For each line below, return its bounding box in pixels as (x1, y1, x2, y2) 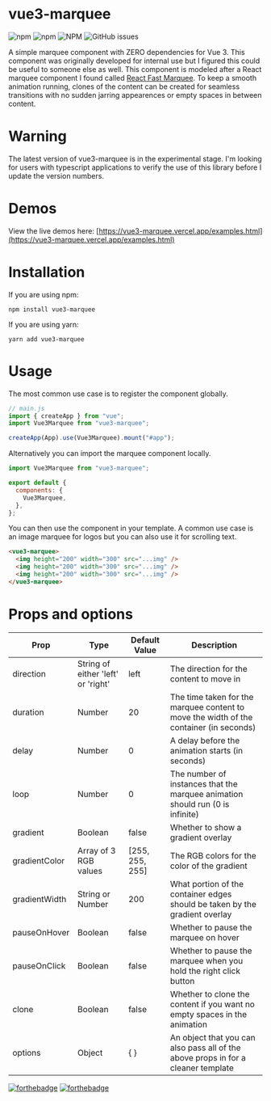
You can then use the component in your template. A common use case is (8, 523, 254, 534)
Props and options (8, 605, 133, 623)
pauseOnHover (12, 926, 70, 938)
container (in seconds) (169, 721, 256, 732)
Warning (8, 127, 67, 146)
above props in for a (169, 1052, 246, 1063)
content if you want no (169, 998, 256, 1010)
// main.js (8, 404, 45, 412)
